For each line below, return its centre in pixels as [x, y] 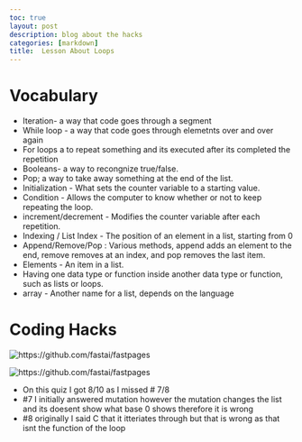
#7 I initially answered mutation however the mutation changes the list [152, 399]
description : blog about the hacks [76, 34]
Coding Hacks [63, 330]
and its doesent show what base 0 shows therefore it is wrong [138, 409]
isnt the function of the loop [74, 428]
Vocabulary [54, 96]
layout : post [34, 26]
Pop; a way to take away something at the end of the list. [128, 179]
